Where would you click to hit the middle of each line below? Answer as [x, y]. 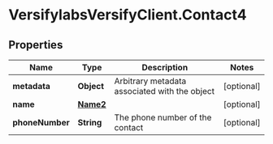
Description [165, 68]
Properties [36, 45]
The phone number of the [163, 117]
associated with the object [165, 91]
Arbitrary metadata [150, 81]
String [90, 123]
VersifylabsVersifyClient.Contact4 [128, 15]
